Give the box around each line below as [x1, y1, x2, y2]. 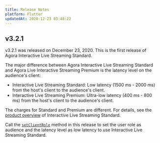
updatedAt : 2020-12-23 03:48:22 [5, 16, 71, 21]
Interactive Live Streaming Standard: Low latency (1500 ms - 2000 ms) [12, 82, 156, 88]
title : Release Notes [5, 7, 50, 12]
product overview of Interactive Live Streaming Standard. [5, 112, 121, 118]
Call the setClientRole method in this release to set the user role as [5, 122, 141, 128]
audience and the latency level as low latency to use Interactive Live [5, 127, 143, 133]
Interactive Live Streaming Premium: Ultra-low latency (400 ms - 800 [12, 93, 152, 98]
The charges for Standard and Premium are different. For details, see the [5, 107, 152, 113]
